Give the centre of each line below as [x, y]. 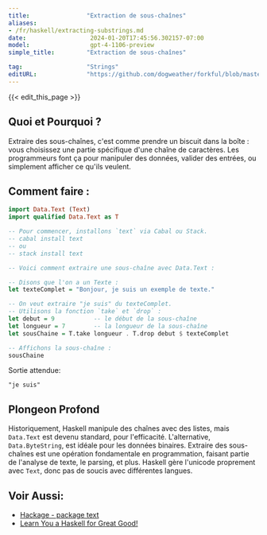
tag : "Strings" [64, 67]
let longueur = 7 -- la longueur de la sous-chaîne [108, 326]
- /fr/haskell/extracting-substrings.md [76, 30]
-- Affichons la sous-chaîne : [60, 348]
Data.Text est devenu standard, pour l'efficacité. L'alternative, [109, 437]
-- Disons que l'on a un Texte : [64, 282]
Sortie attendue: [35, 370]
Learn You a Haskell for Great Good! [79, 523]
